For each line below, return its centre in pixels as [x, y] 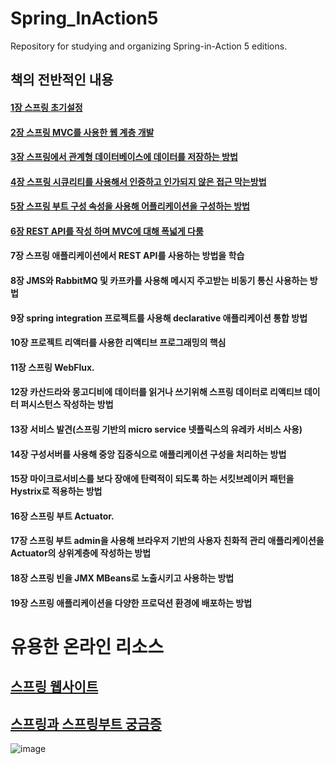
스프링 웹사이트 [54, 687]
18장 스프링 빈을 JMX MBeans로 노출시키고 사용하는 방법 [122, 578]
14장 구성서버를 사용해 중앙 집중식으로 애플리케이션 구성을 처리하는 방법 [148, 454]
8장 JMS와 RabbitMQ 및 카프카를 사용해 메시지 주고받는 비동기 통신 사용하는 [159, 281]
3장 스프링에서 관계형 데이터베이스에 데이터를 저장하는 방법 [124, 157]
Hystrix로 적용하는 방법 [56, 491]
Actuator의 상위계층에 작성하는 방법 [81, 553]
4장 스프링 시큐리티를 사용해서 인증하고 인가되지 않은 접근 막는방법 [138, 181]
